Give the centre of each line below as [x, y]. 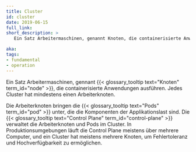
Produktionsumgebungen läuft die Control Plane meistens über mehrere [92, 130]
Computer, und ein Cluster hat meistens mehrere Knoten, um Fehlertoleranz [97, 136]
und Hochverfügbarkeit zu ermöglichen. [54, 143]
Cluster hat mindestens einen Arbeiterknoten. [61, 94]
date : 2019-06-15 [27, 22]
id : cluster [20, 17]
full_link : [19, 28]
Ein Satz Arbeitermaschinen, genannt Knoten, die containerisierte [97, 38]
